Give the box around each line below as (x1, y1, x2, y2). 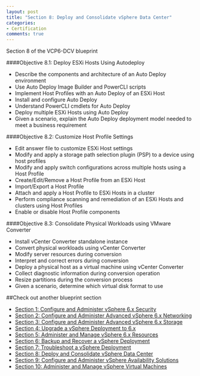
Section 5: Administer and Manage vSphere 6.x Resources (14, 331, 158, 338)
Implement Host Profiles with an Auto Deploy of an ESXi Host (14, 90, 165, 97)
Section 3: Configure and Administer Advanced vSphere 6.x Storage (14, 319, 183, 326)
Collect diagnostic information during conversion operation (14, 270, 160, 277)
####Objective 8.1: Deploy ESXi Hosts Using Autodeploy (6, 59, 145, 66)
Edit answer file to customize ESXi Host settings (14, 145, 133, 152)
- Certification (6, 25, 47, 32)
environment (14, 77, 47, 84)
